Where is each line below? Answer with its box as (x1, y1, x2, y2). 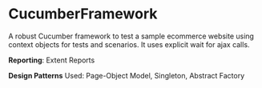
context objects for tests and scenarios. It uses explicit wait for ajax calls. (8, 39, 250, 49)
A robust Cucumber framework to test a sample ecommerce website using (8, 31, 255, 41)
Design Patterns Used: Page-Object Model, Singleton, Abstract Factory (8, 70, 245, 80)
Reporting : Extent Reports (8, 55, 95, 65)
